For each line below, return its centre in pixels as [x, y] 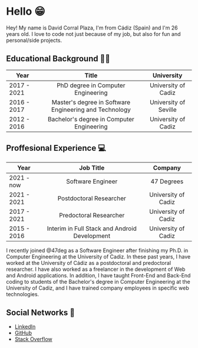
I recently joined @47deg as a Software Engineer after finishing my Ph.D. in [97, 250]
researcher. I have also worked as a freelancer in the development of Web [96, 269]
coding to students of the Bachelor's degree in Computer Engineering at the [98, 281]
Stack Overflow [34, 339]
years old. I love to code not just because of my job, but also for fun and [93, 34]
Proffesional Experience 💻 [56, 148]
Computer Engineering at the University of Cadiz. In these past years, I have [98, 256]
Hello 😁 [26, 11]
